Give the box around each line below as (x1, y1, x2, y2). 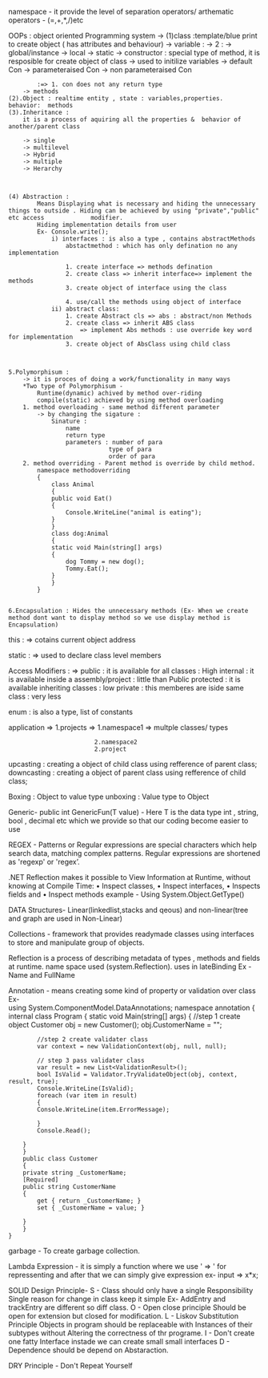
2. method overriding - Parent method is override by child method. (22, 460, 256, 468)
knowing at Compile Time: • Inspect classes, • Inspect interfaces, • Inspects (8, 882, 261, 890)
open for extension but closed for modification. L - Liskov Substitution (8, 1311, 239, 1320)
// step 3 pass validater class (37, 1056, 146, 1064)
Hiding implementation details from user (37, 221, 178, 229)
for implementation (8, 333, 74, 341)
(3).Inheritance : (8, 108, 70, 116)
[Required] (22, 1176, 59, 1184)
